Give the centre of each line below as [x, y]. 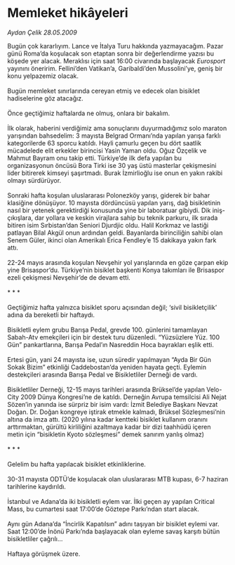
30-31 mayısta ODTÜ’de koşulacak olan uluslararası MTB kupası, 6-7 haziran [118, 479]
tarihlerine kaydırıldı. [37, 486]
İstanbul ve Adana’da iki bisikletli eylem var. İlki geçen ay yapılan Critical [111, 501]
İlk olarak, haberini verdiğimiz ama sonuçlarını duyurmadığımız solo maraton [117, 128]
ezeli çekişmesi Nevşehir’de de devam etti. [69, 277]
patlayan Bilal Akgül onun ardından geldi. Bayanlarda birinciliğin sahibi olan [115, 233]
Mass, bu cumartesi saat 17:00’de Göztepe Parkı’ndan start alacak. [103, 509]
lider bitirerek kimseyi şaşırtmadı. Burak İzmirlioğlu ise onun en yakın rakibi [115, 173]
